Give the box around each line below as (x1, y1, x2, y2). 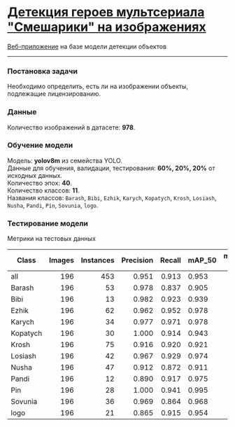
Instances (80, 255, 115, 265)
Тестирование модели (7, 218, 89, 228)
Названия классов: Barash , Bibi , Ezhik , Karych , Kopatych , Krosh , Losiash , (7, 193, 217, 202)
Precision (121, 255, 154, 265)
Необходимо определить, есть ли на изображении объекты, (7, 82, 189, 91)
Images (48, 255, 75, 265)
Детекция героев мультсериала (7, 4, 205, 20)
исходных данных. (7, 171, 63, 179)
